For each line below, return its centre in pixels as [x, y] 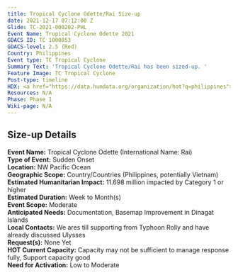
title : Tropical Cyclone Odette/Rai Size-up [74, 14]
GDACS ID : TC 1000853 [39, 40]
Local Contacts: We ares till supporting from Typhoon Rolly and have [108, 227]
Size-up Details [42, 135]
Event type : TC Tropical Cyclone [57, 60]
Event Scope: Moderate [42, 204]
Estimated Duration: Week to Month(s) [64, 197]
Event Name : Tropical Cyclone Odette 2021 [71, 34]
